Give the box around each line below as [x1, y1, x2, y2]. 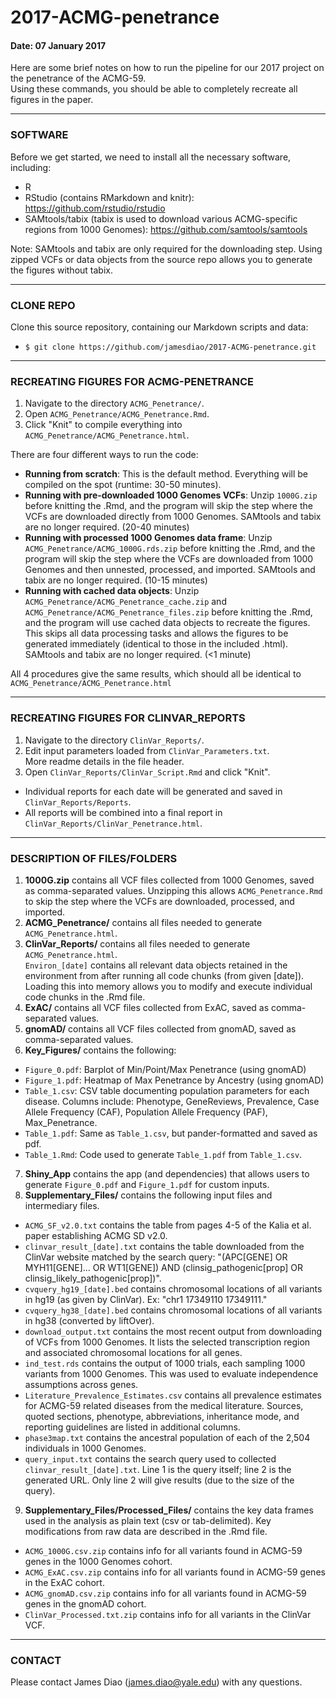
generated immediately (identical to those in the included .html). [24, 638, 289, 650]
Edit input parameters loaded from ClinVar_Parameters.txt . [24, 744, 270, 756]
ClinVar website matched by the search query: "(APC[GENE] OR [24, 1251, 288, 1263]
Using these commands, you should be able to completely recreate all [10, 83, 298, 95]
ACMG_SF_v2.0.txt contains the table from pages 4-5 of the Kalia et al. [24, 1219, 312, 1231]
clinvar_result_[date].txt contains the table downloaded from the [24, 1240, 305, 1252]
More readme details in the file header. [24, 755, 185, 767]
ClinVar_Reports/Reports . [24, 796, 132, 808]
